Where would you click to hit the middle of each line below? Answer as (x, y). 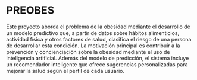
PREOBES (30, 10)
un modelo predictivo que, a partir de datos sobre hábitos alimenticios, (93, 33)
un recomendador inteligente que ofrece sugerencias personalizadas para (97, 64)
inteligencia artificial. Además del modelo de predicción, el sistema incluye (98, 58)
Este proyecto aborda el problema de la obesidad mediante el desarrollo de (98, 27)
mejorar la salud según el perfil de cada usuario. (65, 71)
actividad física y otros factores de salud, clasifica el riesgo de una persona (99, 39)
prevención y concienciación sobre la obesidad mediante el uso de (88, 52)
